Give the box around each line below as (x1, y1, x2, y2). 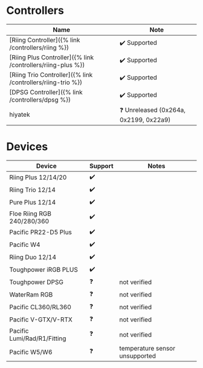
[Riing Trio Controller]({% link (9, 70, 93, 79)
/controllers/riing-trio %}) (9, 78, 83, 87)
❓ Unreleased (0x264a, (120, 105, 186, 114)
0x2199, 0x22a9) (120, 116, 171, 124)
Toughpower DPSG (9, 278, 63, 286)
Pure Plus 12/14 (9, 198, 56, 206)
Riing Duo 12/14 (9, 253, 56, 261)
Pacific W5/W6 (9, 347, 53, 356)
